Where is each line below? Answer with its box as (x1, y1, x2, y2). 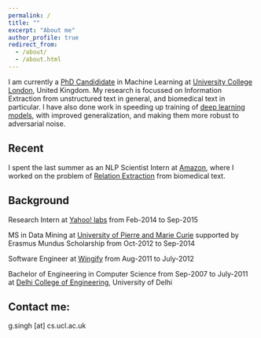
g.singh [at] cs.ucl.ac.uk (8, 321, 86, 331)
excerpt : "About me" (8, 26, 76, 34)
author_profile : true (8, 33, 79, 42)
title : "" (8, 19, 41, 27)
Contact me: (8, 300, 71, 314)
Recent (8, 142, 44, 155)
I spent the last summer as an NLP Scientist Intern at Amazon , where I (8, 162, 234, 172)
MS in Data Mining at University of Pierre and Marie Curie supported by (8, 230, 240, 240)
